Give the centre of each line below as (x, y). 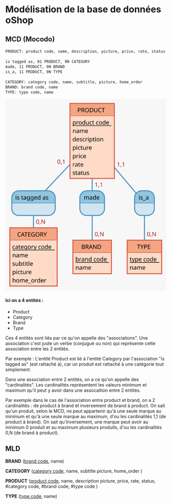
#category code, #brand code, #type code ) (52, 486)
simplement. (18, 370)
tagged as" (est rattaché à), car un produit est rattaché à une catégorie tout (85, 364)
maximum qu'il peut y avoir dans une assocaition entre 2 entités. (73, 390)
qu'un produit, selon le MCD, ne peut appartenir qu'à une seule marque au (83, 411)
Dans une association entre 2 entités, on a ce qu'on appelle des (72, 379)
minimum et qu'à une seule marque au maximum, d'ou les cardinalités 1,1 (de (86, 417)
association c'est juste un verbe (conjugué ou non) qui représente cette (80, 344)
